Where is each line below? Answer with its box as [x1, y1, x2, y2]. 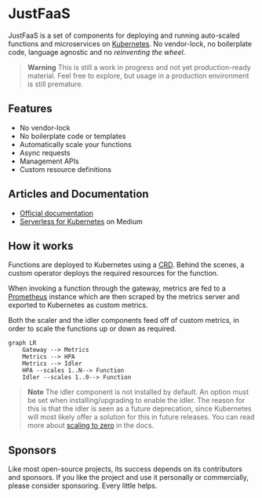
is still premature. [27, 79, 84, 89]
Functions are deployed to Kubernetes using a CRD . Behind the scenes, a [8, 260, 245, 269]
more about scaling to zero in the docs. [27, 421, 155, 430]
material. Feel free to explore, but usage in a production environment [27, 71, 249, 80]
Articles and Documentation [8, 188, 149, 201]
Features [8, 102, 53, 115]
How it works [8, 239, 74, 252]
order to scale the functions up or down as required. [8, 324, 176, 334]
